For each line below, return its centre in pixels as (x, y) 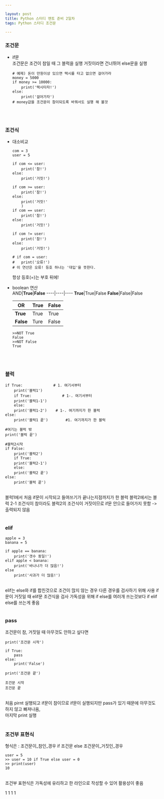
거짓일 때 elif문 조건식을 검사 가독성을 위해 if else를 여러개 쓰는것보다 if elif (86, 596)
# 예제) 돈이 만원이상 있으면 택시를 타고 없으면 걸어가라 (62, 73)
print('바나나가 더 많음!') (39, 566)
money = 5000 (25, 78)
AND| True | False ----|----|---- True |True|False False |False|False (77, 293)
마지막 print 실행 (21, 715)
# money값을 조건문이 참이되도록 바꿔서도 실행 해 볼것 (60, 102)
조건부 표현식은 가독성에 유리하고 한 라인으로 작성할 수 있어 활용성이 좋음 (74, 783)
